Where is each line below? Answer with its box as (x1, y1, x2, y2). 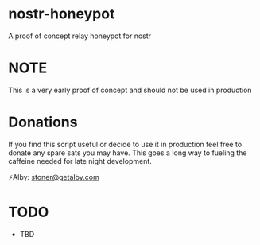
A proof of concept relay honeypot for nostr (8, 31, 152, 41)
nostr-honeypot (8, 5, 115, 23)
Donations (8, 113, 78, 131)
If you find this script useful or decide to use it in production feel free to (8, 139, 243, 149)
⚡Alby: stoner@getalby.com (8, 172, 99, 181)
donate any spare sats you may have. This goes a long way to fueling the (8, 148, 247, 157)
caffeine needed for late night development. (8, 156, 153, 165)
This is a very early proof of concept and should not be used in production (8, 85, 252, 95)
